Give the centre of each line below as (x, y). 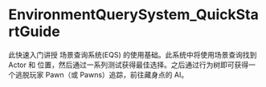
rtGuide (34, 32)
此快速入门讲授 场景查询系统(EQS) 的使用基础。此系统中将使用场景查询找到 (133, 54)
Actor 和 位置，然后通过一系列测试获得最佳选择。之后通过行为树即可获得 (129, 65)
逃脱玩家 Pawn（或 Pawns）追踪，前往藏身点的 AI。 (102, 74)
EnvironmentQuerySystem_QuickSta (133, 15)
